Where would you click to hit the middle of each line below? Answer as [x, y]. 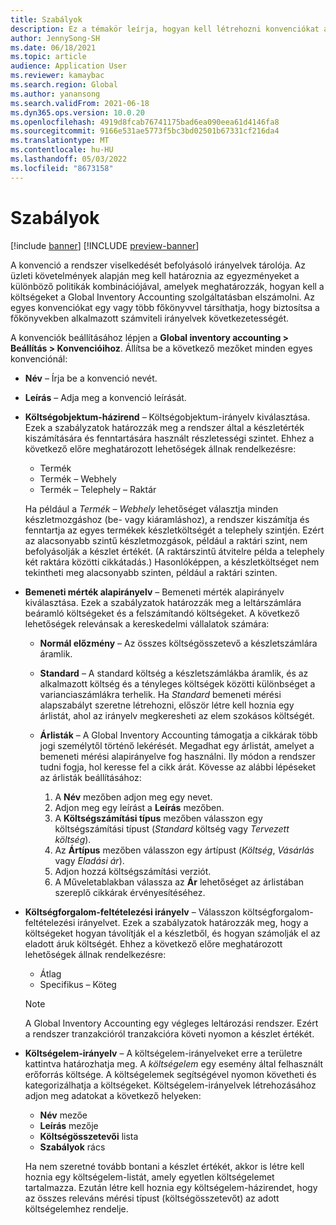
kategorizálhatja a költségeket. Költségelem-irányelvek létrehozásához [170, 1085]
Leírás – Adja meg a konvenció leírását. [105, 397]
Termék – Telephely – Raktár [98, 489]
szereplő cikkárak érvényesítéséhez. [130, 892]
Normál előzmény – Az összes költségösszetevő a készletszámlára [178, 643]
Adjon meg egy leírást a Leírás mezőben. [139, 807]
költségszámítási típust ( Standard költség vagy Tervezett [172, 828]
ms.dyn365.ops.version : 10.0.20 [77, 112]
